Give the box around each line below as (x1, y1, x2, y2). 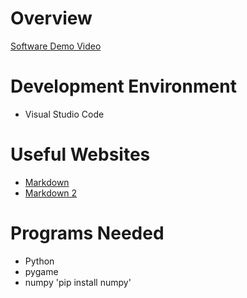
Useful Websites (10, 143, 151, 166)
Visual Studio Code (24, 108, 105, 120)
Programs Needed (10, 222, 165, 244)
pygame (24, 265, 59, 277)
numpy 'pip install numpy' (24, 276, 132, 288)
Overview (10, 7, 93, 30)
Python (24, 255, 55, 267)
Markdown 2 (24, 187, 78, 199)
